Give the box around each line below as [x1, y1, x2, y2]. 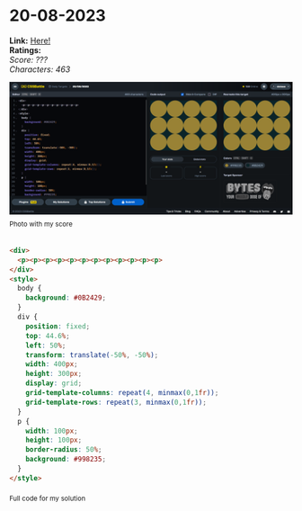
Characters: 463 [9, 64, 71, 75]
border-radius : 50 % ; [25, 445, 102, 454]
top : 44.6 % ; [25, 331, 70, 340]
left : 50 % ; [25, 341, 67, 350]
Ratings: [9, 44, 42, 55]
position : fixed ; [25, 321, 91, 331]
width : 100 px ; [25, 426, 78, 435]
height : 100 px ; [25, 435, 83, 445]
